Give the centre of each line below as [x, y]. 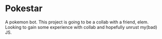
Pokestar [24, 9]
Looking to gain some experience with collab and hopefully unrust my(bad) [81, 27]
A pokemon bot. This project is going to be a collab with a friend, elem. [77, 22]
